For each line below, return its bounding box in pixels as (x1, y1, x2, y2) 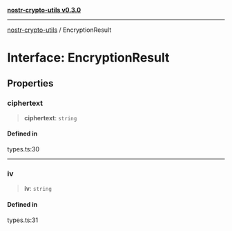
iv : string (23, 185, 52, 193)
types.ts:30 (7, 145, 40, 154)
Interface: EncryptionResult (7, 50, 170, 66)
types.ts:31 (7, 216, 39, 224)
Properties (7, 77, 54, 89)
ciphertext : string (23, 113, 77, 122)
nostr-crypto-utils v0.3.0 (7, 6, 81, 14)
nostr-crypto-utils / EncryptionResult (7, 26, 112, 34)
